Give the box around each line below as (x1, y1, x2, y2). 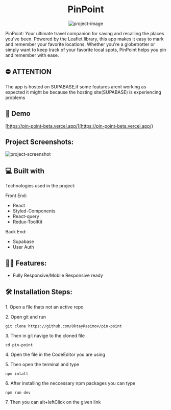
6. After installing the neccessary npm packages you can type (5, 380, 136, 386)
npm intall (5, 371, 29, 376)
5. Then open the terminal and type (5, 361, 80, 367)
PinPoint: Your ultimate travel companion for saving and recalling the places (5, 30, 164, 36)
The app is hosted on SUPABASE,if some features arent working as (5, 83, 146, 90)
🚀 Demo (5, 109, 31, 118)
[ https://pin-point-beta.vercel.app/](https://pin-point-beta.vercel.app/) (5, 123, 153, 129)
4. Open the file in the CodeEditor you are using (5, 351, 106, 357)
